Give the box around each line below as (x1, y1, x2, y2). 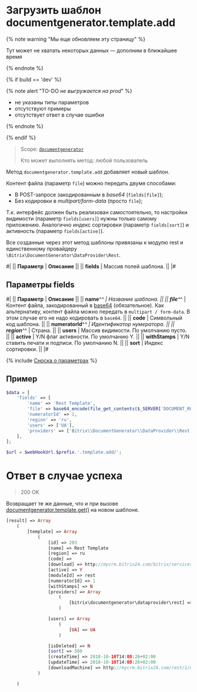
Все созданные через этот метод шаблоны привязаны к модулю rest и (6, 239, 184, 246)
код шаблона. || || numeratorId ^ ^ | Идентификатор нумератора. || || (6, 320, 175, 327)
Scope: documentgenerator (20, 145, 84, 152)
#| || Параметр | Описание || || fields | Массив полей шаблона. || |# (6, 262, 176, 270)
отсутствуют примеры (14, 105, 72, 112)
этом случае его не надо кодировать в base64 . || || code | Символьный (6, 314, 183, 321)
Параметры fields (6, 280, 75, 290)
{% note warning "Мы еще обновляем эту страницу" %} (6, 35, 145, 42)
